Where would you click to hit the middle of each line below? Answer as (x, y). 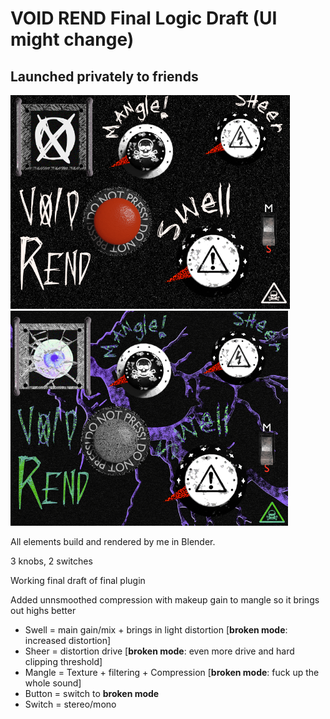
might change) (72, 39)
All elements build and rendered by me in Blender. (113, 541)
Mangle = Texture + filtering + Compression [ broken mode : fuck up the (172, 672)
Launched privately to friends (104, 76)
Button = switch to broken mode (92, 693)
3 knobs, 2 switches (51, 561)
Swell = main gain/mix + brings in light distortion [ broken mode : (156, 630)
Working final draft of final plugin (78, 580)
